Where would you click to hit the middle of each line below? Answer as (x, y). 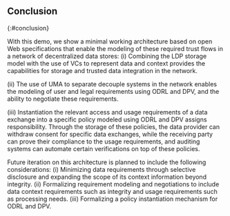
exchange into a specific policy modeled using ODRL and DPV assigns (107, 119)
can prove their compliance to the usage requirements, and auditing (104, 141)
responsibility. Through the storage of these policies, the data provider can (113, 126)
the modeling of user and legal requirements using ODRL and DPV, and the (113, 91)
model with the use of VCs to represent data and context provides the (106, 63)
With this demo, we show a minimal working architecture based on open (110, 41)
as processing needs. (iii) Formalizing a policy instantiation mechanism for (113, 199)
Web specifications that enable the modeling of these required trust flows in (115, 48)
